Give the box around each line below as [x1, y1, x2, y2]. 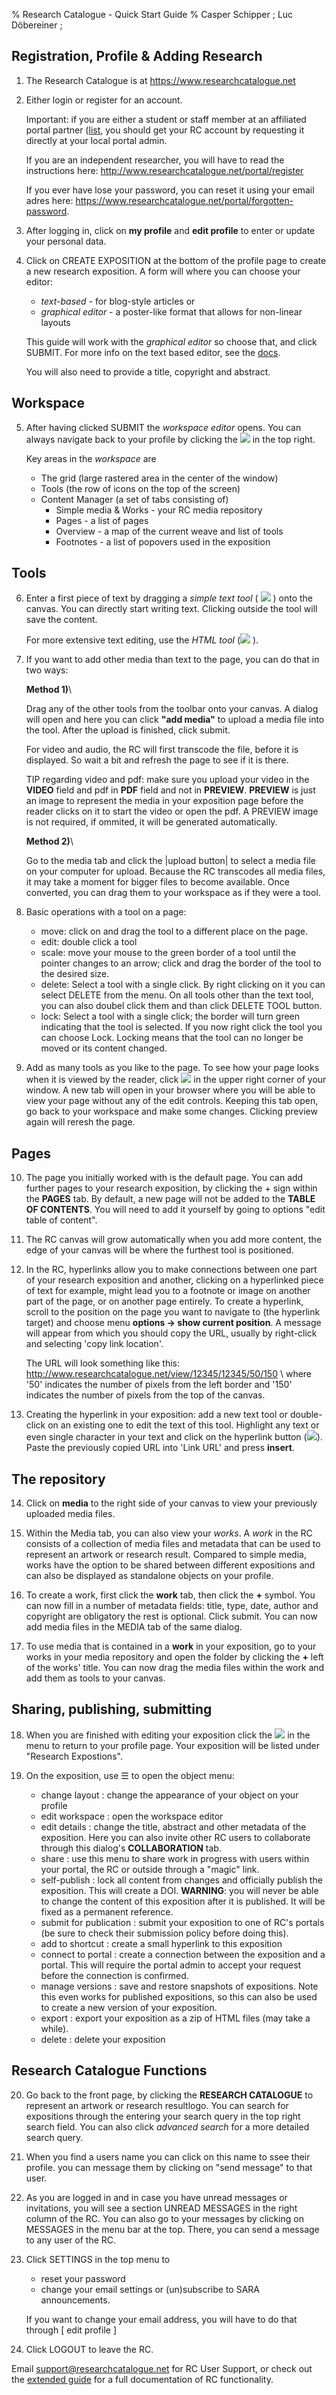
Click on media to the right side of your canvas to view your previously [25, 1497, 318, 1509]
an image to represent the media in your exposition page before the [25, 795, 304, 807]
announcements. [40, 2294, 111, 2306]
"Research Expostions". [25, 1750, 123, 1762]
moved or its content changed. [40, 1042, 168, 1054]
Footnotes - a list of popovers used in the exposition [55, 535, 271, 548]
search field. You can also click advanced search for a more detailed [25, 2120, 310, 2133]
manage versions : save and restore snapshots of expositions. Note [40, 1980, 319, 1992]
